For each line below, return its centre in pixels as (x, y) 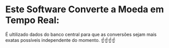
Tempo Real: (33, 20)
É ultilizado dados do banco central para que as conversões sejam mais (81, 34)
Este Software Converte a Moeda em (84, 9)
